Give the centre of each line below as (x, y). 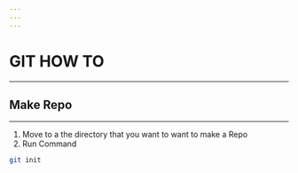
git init (25, 161)
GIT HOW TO (57, 61)
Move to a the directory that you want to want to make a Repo (135, 135)
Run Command (49, 144)
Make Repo (41, 104)
